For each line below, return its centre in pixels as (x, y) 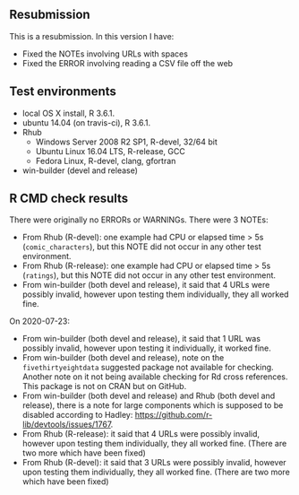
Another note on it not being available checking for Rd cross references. (155, 377)
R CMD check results (69, 199)
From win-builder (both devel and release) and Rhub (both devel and (149, 396)
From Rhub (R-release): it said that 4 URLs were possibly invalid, (141, 434)
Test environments (63, 92)
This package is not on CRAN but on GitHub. (104, 386)
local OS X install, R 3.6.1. (68, 113)
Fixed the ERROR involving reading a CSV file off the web (128, 63)
